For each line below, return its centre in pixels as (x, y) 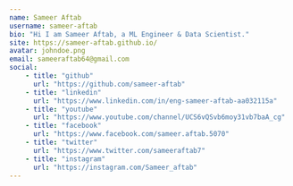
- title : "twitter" (62, 142)
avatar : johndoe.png (48, 51)
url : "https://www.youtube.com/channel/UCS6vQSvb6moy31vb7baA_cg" (159, 117)
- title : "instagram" (65, 159)
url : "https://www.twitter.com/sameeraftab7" (119, 150)
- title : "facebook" (63, 126)
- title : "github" (59, 76)
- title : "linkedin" (63, 92)
